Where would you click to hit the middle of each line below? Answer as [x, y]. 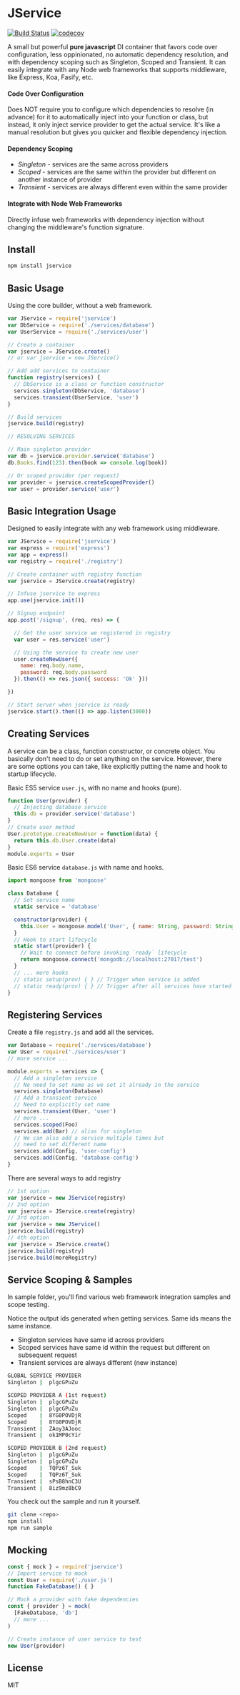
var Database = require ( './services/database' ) [80, 1045]
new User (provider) [36, 1646]
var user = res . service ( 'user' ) [62, 640]
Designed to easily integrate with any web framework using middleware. [114, 528]
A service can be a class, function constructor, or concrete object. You [111, 751]
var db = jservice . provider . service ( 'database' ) [81, 456]
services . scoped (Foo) [46, 1124]
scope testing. [29, 1305]
